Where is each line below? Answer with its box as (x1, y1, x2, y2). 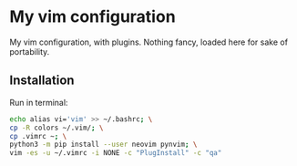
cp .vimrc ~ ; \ (9, 131, 67, 140)
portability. (9, 46, 50, 57)
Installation (9, 73, 75, 88)
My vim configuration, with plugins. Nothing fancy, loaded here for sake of (9, 36, 289, 47)
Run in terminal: (9, 97, 68, 108)
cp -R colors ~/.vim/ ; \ (9, 123, 104, 132)
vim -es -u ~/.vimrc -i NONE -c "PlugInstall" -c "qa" (9, 149, 222, 158)
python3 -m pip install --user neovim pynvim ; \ (9, 140, 198, 150)
